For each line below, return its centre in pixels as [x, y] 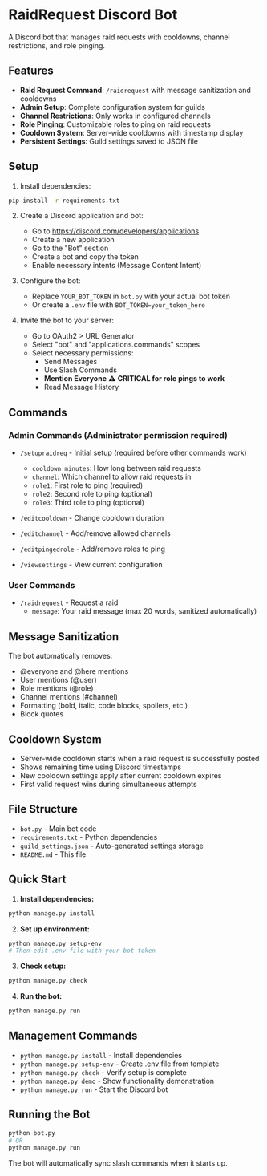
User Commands [42, 586]
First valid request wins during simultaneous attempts [109, 785]
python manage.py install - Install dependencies [101, 1055]
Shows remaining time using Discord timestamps [101, 767]
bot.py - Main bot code [58, 829]
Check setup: [43, 966]
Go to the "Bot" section [70, 248]
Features [31, 71]
